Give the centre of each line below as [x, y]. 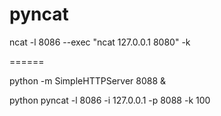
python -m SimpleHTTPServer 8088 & [88, 80]
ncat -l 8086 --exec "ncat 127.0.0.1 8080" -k [100, 42]
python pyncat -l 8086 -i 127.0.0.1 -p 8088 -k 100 [110, 100]
